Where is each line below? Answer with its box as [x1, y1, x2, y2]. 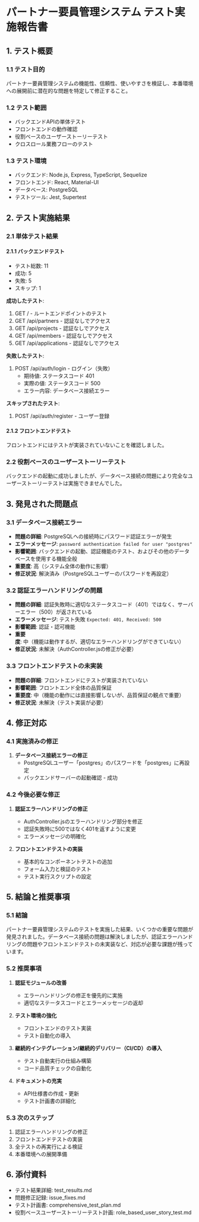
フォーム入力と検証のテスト [23, 865, 92, 872]
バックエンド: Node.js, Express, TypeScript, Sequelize [14, 171, 147, 178]
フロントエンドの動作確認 [14, 125, 78, 133]
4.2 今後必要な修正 [6, 790, 61, 799]
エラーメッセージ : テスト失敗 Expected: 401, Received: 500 [14, 616, 162, 623]
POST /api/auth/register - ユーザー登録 [14, 412, 110, 419]
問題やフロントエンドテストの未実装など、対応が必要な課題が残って [26, 941, 193, 948]
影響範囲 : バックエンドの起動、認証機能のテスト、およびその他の [14, 548, 174, 555]
